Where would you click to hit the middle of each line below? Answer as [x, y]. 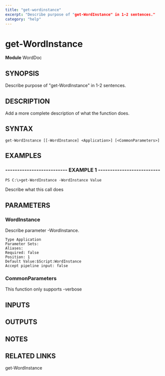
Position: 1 [17, 257]
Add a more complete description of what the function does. [67, 113]
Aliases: [14, 248]
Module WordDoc [23, 57]
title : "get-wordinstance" [33, 10]
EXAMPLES [23, 156]
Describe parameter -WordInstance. [42, 230]
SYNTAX [19, 129]
